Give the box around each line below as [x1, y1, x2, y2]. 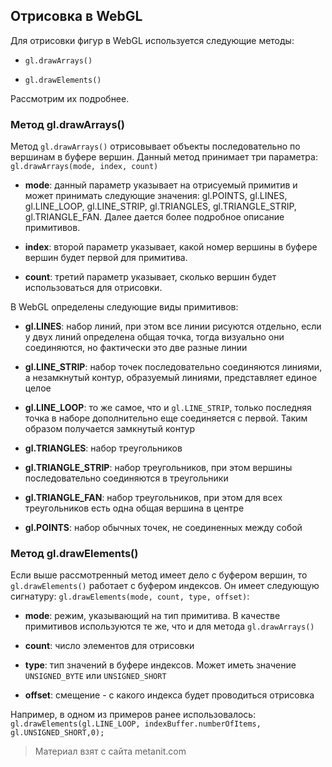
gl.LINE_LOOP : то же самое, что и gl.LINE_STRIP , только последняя [24, 402, 312, 414]
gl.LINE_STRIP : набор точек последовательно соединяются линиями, [24, 361, 323, 373]
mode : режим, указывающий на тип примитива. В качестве [24, 610, 281, 622]
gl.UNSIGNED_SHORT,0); [10, 728, 105, 738]
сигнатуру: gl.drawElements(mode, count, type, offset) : [10, 590, 250, 603]
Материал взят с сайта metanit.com [34, 745, 187, 758]
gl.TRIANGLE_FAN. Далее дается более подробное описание [24, 211, 285, 223]
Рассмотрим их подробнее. [10, 92, 130, 104]
